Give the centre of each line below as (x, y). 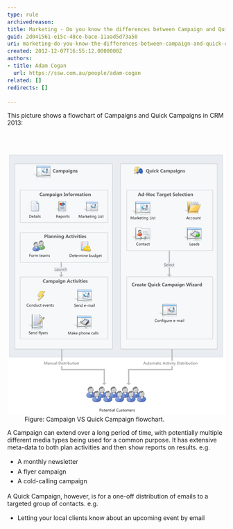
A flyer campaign (42, 472)
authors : (20, 59)
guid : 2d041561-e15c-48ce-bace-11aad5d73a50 (72, 37)
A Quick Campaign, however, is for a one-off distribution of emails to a (108, 496)
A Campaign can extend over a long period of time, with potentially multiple (115, 433)
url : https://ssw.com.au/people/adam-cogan (77, 73)
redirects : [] (28, 88)
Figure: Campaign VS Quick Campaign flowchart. (95, 420)
